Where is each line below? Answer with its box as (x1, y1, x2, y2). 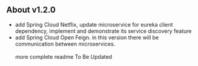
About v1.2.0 (6, 5, 56, 15)
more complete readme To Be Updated (15, 53, 113, 60)
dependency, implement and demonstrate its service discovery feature (15, 27, 192, 35)
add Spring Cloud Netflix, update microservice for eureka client (15, 21, 173, 28)
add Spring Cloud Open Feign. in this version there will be (15, 33, 159, 41)
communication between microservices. (15, 40, 116, 47)
